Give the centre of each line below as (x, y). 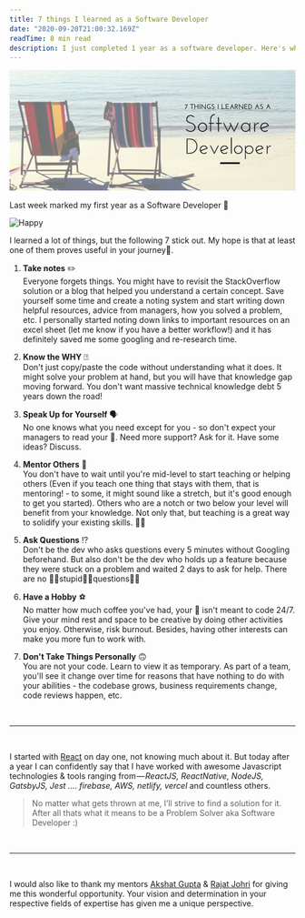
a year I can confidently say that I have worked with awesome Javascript (145, 766)
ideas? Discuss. (52, 447)
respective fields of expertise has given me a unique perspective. (132, 903)
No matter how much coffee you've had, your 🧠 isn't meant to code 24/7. (158, 610)
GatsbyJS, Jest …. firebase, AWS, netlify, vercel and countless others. (140, 785)
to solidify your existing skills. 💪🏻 (84, 522)
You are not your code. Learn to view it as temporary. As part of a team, (157, 666)
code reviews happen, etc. (72, 695)
